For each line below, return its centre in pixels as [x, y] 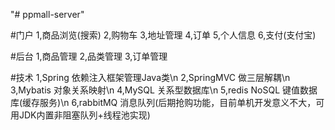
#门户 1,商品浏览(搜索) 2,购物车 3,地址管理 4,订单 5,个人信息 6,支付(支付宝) [163, 35]
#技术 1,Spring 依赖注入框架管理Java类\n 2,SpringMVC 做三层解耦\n [150, 77]
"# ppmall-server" [47, 14]
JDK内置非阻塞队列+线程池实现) [84, 115]
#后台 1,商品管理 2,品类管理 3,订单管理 [89, 56]
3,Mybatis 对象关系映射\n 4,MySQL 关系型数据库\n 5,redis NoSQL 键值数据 [164, 90]
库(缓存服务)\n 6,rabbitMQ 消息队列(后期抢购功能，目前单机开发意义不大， [163, 102]
